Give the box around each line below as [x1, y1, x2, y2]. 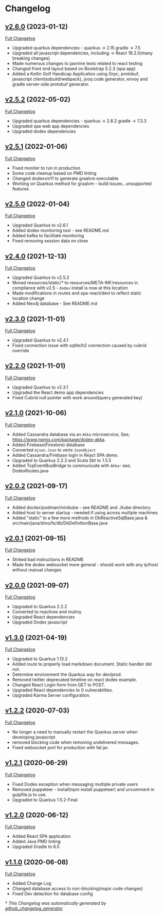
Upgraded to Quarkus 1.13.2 [12, 656, 68, 662]
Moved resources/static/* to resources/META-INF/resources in [12, 280, 138, 286]
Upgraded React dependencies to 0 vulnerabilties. [12, 687, 113, 693]
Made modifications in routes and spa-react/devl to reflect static [12, 290, 142, 296]
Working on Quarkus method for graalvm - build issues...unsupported [12, 181, 152, 186]
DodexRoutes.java [12, 468, 49, 474]
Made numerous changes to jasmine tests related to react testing [12, 61, 143, 66]
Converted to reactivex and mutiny [12, 609, 82, 615]
